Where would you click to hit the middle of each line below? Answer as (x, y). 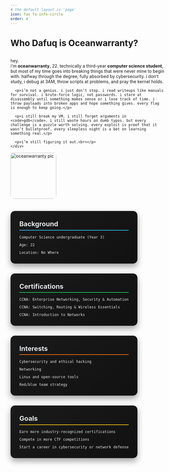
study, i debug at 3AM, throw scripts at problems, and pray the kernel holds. (87, 82)
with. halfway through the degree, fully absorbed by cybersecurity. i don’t (84, 76)
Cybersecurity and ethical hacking (55, 362)
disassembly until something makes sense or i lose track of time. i (83, 99)
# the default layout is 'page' (43, 10)
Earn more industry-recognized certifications (67, 432)
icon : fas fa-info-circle (37, 14)
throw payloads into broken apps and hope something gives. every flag (85, 103)
